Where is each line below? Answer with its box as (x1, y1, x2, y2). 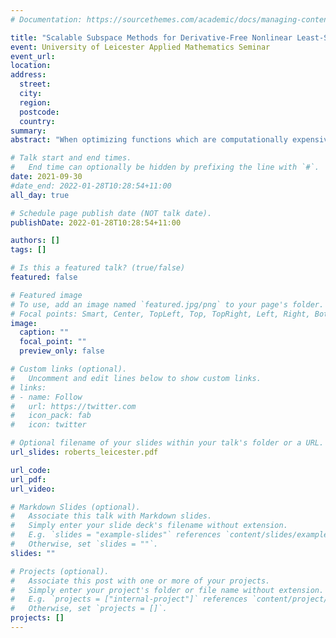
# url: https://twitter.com (10, 401, 137, 411)
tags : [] (10, 245, 47, 255)
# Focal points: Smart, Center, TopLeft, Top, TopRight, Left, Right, (10, 309, 311, 319)
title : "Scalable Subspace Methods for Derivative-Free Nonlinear (10, 32, 293, 43)
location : (10, 61, 52, 71)
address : (10, 70, 47, 80)
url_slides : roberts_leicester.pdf (10, 447, 159, 457)
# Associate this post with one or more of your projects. (10, 576, 271, 586)
